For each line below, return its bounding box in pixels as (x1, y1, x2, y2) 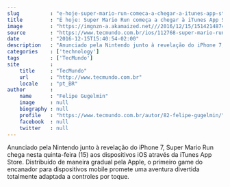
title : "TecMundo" (19, 67, 88, 74)
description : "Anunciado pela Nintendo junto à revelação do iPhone (7, 42, 216, 49)
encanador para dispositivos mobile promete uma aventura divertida (7, 165, 200, 173)
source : (7, 29, 53, 36)
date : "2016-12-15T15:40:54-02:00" (7, 36, 139, 42)
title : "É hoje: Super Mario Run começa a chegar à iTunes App (7, 16, 219, 23)
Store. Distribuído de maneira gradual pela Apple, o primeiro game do (7, 158, 203, 166)
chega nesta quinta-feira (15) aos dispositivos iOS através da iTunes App (7, 151, 212, 159)
